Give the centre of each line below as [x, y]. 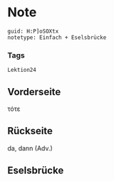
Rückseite [30, 131]
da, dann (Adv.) [30, 148]
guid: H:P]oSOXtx [33, 31]
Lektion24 [22, 70]
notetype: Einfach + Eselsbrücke [57, 37]
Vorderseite [34, 92]
